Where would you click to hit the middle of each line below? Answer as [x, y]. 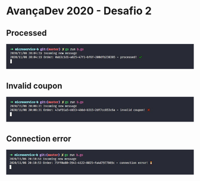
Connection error [39, 138]
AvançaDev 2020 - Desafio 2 [79, 11]
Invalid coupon [34, 85]
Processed [26, 33]
